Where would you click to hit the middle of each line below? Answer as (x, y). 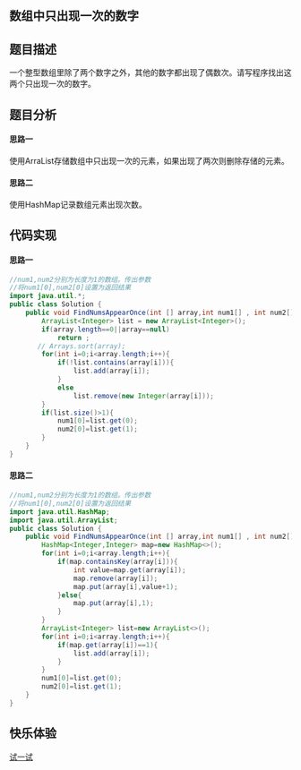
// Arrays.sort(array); (82, 346)
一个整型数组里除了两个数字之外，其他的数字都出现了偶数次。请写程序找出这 (150, 73)
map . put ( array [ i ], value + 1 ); (125, 586)
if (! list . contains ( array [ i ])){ (116, 363)
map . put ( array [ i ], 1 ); (113, 603)
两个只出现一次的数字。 (52, 84)
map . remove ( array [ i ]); (116, 578)
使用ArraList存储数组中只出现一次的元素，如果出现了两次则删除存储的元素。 (149, 160)
